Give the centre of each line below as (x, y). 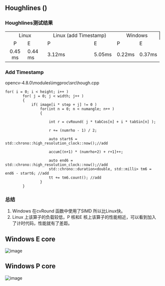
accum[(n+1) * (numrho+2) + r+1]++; (86, 152)
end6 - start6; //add (27, 173)
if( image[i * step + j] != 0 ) (64, 104)
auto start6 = (63, 139)
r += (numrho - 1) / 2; (73, 130)
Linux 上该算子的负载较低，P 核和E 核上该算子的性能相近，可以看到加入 (84, 217)
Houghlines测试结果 (29, 23)
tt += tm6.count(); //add (75, 178)
